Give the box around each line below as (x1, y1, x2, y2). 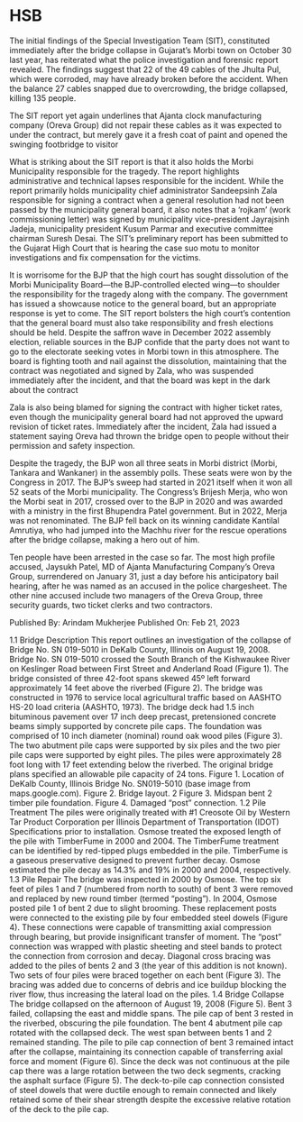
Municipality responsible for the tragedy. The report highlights (9, 166, 240, 177)
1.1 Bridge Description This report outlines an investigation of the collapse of (9, 634, 291, 645)
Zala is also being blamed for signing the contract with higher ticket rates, (9, 402, 282, 413)
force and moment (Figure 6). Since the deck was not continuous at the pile (9, 1055, 290, 1066)
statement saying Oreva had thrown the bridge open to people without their (9, 430, 289, 442)
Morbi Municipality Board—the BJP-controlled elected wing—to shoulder (9, 278, 280, 289)
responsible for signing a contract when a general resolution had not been (9, 195, 285, 205)
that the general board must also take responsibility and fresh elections (9, 317, 274, 328)
